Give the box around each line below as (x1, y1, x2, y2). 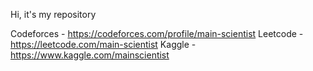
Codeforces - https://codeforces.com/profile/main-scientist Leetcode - (10, 28, 304, 39)
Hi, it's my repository (10, 9, 97, 20)
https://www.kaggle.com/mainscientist (10, 49, 170, 61)
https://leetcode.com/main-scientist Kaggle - (10, 39, 197, 50)
